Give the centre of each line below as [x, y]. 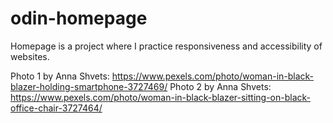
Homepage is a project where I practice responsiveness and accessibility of [166, 46]
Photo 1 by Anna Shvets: [60, 76]
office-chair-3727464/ [56, 108]
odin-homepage [79, 18]
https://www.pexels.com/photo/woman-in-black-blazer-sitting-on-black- [161, 97]
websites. [30, 56]
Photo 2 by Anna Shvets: [220, 86]
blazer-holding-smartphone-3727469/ [89, 86]
